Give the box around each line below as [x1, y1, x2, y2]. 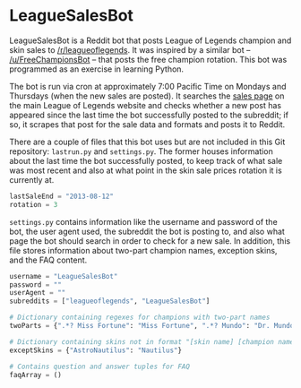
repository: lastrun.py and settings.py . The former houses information [9, 145, 273, 157]
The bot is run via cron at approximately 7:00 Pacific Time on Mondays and [9, 81, 287, 91]
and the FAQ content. [9, 254, 88, 265]
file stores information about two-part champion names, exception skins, [9, 245, 278, 255]
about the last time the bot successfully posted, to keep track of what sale [9, 155, 283, 166]
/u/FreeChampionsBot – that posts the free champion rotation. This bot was [9, 54, 288, 65]
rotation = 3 [9, 200, 58, 209]
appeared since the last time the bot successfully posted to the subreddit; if [9, 109, 289, 120]
